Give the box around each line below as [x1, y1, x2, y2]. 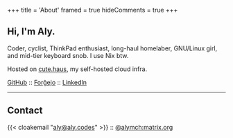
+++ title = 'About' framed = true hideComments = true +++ [7, 6, 178, 14]
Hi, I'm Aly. [7, 26, 55, 37]
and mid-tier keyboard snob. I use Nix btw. [7, 51, 129, 59]
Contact [7, 105, 43, 117]
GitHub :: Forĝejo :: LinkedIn [7, 78, 87, 86]
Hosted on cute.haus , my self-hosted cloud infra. [7, 65, 148, 73]
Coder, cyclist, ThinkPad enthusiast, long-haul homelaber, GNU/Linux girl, [7, 44, 218, 52]
